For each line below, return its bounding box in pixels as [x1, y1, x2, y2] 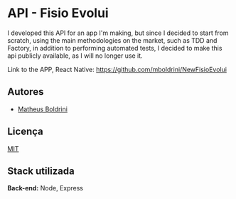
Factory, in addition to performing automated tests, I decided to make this [7, 44, 222, 52]
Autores [7, 86, 44, 98]
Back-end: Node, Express [7, 184, 84, 193]
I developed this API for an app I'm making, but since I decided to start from [7, 29, 229, 37]
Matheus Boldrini [17, 105, 68, 113]
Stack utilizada [7, 165, 75, 177]
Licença [7, 126, 44, 138]
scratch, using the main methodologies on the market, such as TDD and [7, 36, 218, 44]
